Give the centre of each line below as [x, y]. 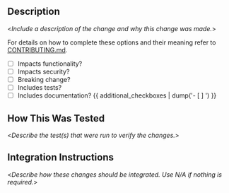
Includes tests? [40, 87]
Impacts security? [43, 71]
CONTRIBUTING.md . [37, 49]
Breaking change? [44, 79]
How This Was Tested [56, 118]
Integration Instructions [61, 157]
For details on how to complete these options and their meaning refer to [112, 42]
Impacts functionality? [50, 64]
